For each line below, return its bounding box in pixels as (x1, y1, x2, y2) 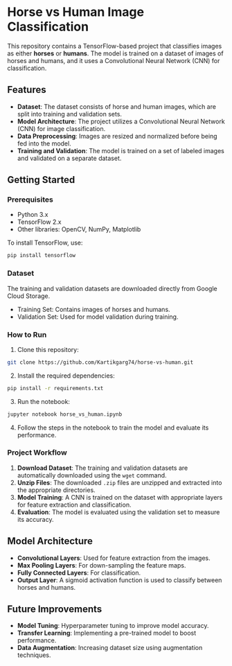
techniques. (17, 651, 51, 659)
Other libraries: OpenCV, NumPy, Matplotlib (17, 225, 141, 234)
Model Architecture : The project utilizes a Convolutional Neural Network (17, 117, 225, 125)
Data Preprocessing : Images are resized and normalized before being (17, 132, 217, 140)
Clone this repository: (17, 345, 79, 353)
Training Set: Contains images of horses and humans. (17, 305, 171, 313)
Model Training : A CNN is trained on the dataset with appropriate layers (17, 493, 223, 501)
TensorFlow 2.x (17, 218, 62, 226)
